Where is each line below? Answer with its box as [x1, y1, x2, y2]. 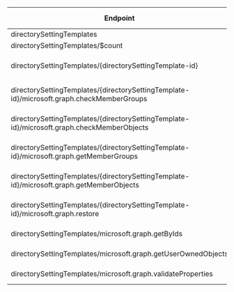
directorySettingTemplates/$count [10, 41, 123, 50]
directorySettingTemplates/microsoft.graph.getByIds [10, 229, 183, 238]
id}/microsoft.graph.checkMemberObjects [10, 123, 149, 132]
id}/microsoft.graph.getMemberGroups [10, 151, 138, 161]
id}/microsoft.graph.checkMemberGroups [10, 94, 148, 103]
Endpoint [104, 13, 135, 23]
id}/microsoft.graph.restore [10, 209, 100, 218]
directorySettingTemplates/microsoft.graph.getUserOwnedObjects [10, 249, 228, 259]
